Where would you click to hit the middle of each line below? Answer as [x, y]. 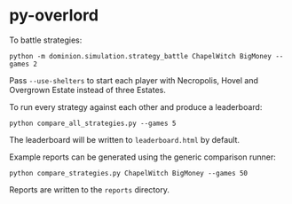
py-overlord [54, 16]
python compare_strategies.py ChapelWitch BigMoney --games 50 [129, 173]
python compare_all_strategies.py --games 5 [93, 123]
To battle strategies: [46, 40]
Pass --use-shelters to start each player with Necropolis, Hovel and [134, 80]
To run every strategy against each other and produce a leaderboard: [136, 106]
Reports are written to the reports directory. [90, 189]
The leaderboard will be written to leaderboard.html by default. [125, 139]
